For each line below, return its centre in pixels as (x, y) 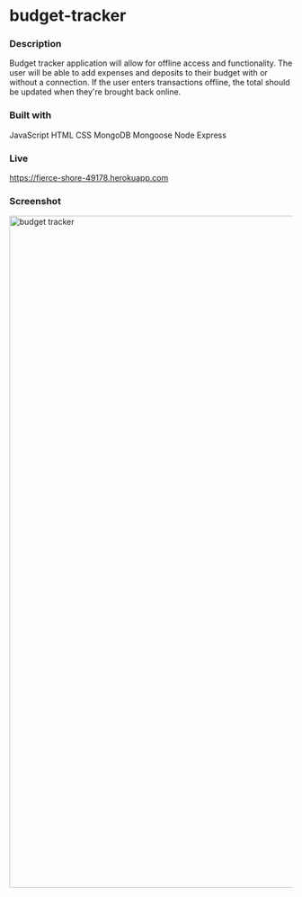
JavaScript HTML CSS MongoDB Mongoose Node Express (118, 135)
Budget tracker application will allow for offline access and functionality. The (151, 63)
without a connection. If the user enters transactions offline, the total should (150, 83)
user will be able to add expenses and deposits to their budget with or (138, 73)
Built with (31, 115)
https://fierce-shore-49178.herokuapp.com (89, 178)
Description (36, 44)
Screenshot (35, 201)
